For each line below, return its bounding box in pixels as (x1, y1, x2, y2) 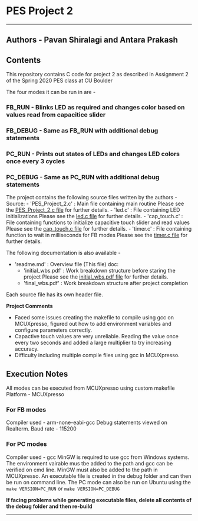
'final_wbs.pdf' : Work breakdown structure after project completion (23, 280, 189, 287)
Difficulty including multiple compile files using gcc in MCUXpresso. (14, 352, 180, 359)
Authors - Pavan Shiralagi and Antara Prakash (6, 35, 179, 45)
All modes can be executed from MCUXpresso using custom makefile (6, 384, 175, 391)
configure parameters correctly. (14, 326, 93, 334)
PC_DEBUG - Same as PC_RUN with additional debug (6, 173, 160, 181)
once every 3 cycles (6, 157, 65, 165)
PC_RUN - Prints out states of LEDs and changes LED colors (6, 150, 180, 158)
